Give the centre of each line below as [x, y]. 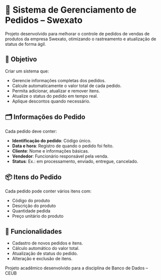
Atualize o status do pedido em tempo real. [55, 96]
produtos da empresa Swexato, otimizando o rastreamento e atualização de [81, 39]
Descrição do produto [34, 206]
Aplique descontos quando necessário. [51, 101]
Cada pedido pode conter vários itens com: [48, 191]
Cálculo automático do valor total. [46, 248]
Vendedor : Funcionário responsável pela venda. [60, 156]
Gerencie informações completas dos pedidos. [59, 80]
